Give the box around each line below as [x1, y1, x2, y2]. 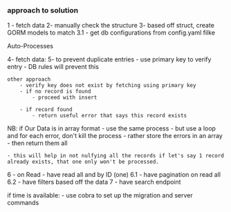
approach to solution [7, 6, 78, 15]
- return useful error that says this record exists [32, 113, 187, 119]
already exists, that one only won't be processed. [7, 158, 159, 166]
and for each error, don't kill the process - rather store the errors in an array [7, 132, 223, 140]
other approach [7, 76, 51, 83]
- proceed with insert [32, 94, 98, 102]
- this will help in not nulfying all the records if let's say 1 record [7, 153, 225, 160]
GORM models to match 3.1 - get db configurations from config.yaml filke [7, 28, 216, 37]
